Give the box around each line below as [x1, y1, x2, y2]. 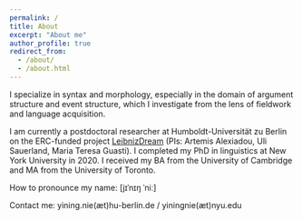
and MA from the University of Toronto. [9, 165, 156, 175]
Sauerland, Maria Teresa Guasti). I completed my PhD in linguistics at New [9, 145, 287, 155]
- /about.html [17, 65, 71, 74]
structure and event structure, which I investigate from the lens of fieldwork [9, 98, 292, 109]
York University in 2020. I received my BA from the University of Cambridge [9, 155, 293, 165]
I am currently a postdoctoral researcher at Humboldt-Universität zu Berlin [9, 125, 287, 136]
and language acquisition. [9, 108, 106, 119]
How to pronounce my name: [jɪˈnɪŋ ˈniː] [9, 182, 157, 193]
